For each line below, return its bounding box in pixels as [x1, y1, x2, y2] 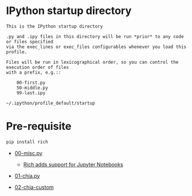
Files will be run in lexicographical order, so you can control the [6, 59, 179, 65]
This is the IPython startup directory [6, 23, 103, 29]
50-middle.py [16, 85, 48, 91]
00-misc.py [14, 149, 43, 156]
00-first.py [16, 80, 46, 85]
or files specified [6, 39, 54, 44]
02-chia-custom [14, 183, 54, 191]
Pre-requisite [6, 120, 72, 133]
